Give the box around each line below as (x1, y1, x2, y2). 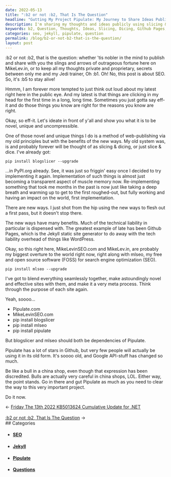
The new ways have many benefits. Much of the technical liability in (5, 220, 148, 226)
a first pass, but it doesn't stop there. (5, 210, 83, 216)
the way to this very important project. (5, 384, 85, 390)
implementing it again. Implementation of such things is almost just (5, 173, 146, 179)
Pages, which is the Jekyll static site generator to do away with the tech (5, 230, 156, 236)
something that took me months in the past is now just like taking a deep (5, 184, 157, 190)
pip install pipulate (12, 327, 51, 334)
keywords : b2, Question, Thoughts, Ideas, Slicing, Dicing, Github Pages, (5, 26, 167, 32)
